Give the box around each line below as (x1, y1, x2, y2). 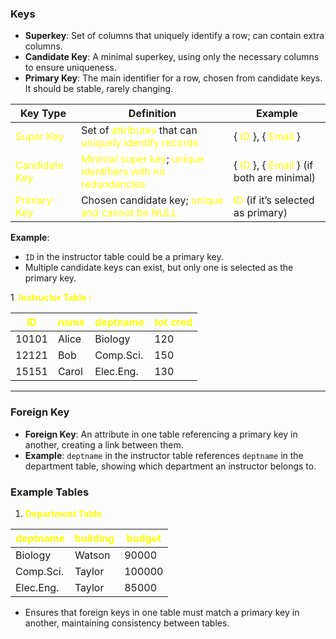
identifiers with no (80, 165, 166, 179)
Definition (128, 107, 177, 121)
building (74, 531, 115, 545)
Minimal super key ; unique (80, 152, 205, 166)
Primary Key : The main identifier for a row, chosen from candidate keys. (24, 72, 323, 84)
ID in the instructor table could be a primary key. (24, 251, 224, 263)
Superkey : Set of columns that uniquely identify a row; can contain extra (24, 30, 325, 42)
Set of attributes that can (80, 123, 198, 137)
